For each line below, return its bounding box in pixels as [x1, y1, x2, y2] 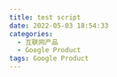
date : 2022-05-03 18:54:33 [9, 21, 109, 30]
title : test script [9, 12, 82, 22]
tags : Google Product [9, 54, 90, 63]
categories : [9, 29, 53, 38]
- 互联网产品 [17, 37, 59, 47]
